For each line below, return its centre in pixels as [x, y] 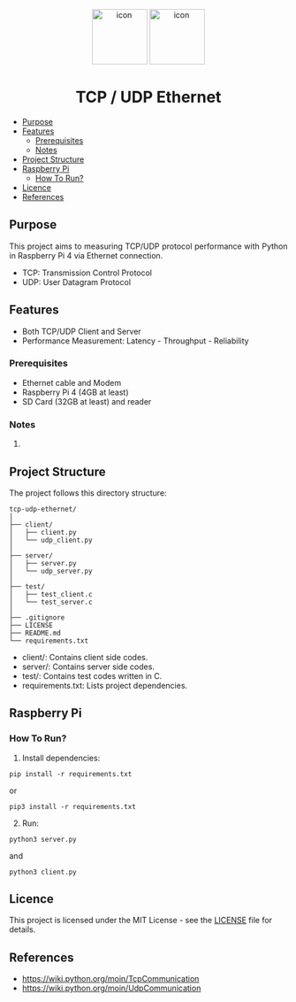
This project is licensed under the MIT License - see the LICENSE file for [140, 921]
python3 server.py [43, 839]
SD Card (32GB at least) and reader [87, 401]
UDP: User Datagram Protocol [76, 281]
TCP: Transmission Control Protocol [87, 273]
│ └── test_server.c [51, 602]
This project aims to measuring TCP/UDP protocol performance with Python [148, 246]
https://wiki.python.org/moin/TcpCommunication [110, 979]
